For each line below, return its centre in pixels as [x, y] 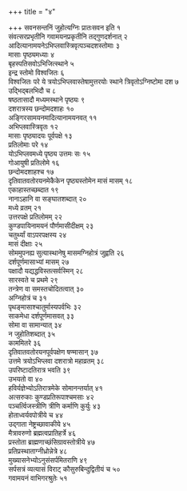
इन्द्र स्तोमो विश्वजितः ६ [37, 72]
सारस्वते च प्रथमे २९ [33, 280]
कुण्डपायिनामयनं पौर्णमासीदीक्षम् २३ [51, 226]
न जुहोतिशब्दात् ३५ [32, 334]
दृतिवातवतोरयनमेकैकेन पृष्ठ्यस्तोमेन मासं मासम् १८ [71, 181]
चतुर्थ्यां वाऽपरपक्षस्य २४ [38, 235]
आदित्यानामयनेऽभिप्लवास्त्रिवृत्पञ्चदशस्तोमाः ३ [64, 46]
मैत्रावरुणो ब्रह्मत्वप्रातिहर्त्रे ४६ [42, 433]
